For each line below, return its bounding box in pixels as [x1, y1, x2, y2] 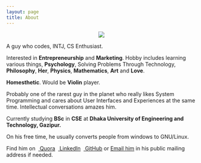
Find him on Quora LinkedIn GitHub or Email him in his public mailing [6, 144, 185, 152]
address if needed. [6, 151, 53, 158]
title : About [6, 14, 39, 21]
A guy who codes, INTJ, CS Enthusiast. [6, 42, 103, 50]
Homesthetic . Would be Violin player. [6, 78, 101, 86]
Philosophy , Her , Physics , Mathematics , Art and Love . [6, 67, 145, 74]
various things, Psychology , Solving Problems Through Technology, [6, 60, 176, 68]
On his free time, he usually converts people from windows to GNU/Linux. [6, 133, 189, 140]
